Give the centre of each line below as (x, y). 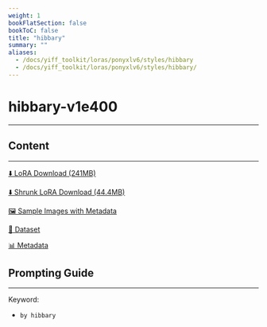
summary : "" (28, 45)
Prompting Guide (51, 272)
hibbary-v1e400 (63, 106)
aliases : (23, 53)
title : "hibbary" (37, 38)
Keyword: (24, 300)
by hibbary (38, 316)
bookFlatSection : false (48, 23)
